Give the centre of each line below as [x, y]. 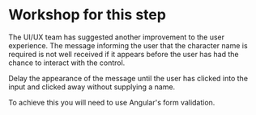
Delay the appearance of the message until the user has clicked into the [128, 78]
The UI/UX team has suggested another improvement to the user [117, 37]
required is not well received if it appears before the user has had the [124, 54]
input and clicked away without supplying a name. [92, 87]
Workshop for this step [87, 15]
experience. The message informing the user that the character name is [128, 45]
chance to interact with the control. [67, 63]
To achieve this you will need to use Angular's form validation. [112, 102]
